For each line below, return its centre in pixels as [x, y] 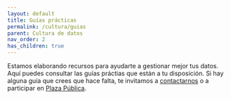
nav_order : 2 [26, 40]
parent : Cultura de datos [45, 33]
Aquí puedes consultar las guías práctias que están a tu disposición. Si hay [115, 73]
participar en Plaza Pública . [47, 88]
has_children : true [36, 46]
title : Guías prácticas [42, 20]
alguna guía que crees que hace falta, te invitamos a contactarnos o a [108, 81]
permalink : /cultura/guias [47, 26]
